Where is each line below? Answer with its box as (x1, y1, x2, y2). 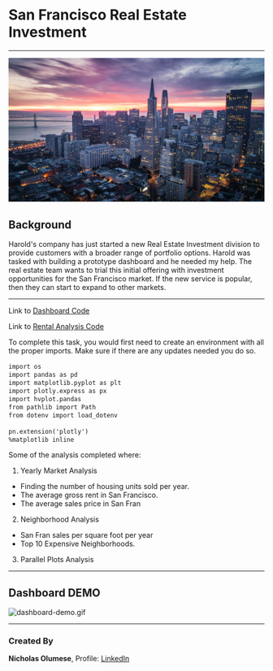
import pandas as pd (8, 371, 79, 379)
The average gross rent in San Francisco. (19, 490, 158, 500)
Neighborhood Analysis (19, 514, 100, 525)
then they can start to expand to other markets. (8, 283, 167, 292)
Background (8, 218, 71, 232)
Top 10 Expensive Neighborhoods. (19, 539, 136, 549)
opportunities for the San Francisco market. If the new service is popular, (8, 274, 253, 284)
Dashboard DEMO (8, 586, 101, 600)
